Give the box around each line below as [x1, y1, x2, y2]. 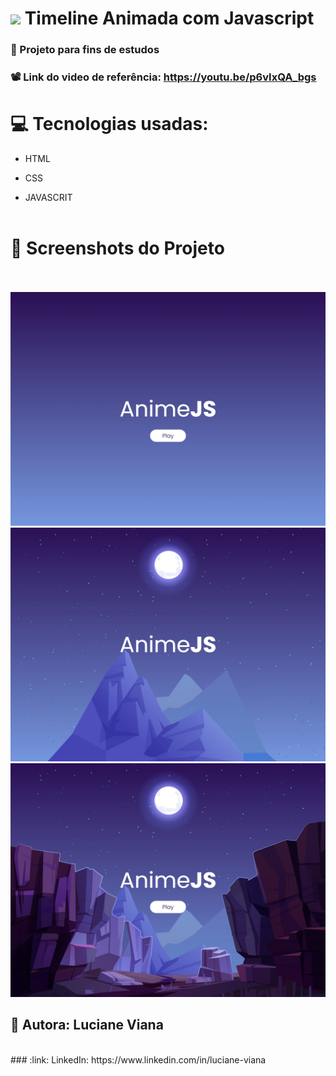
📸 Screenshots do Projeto [10, 237, 225, 260]
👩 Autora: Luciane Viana [10, 1017, 164, 1034]
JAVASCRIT [24, 191, 73, 203]
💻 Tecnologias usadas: [10, 113, 209, 136]
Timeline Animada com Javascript [24, 7, 315, 30]
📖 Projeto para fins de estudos [10, 43, 160, 57]
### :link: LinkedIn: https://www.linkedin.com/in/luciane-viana [10, 1053, 267, 1066]
